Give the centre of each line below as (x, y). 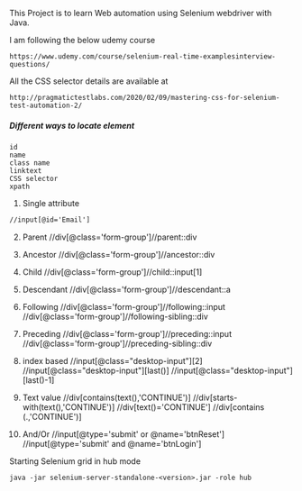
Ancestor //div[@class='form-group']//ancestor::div (119, 254)
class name (30, 163)
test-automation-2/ (46, 105)
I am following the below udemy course (82, 40)
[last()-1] (38, 380)
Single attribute (50, 203)
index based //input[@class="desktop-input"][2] (112, 360)
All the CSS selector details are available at (89, 81)
